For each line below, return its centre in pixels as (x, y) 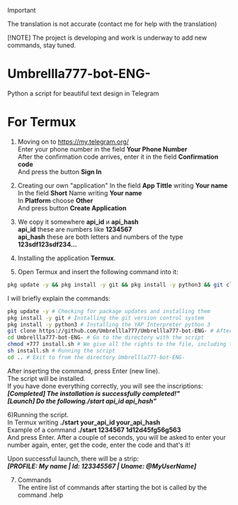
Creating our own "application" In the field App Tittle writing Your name (123, 185)
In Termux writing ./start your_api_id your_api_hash (84, 422)
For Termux (42, 122)
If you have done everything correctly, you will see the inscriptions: (105, 386)
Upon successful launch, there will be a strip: (73, 458)
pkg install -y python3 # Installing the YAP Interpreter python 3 (109, 324)
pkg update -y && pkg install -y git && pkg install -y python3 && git (115, 285)
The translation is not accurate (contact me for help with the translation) (112, 24)
